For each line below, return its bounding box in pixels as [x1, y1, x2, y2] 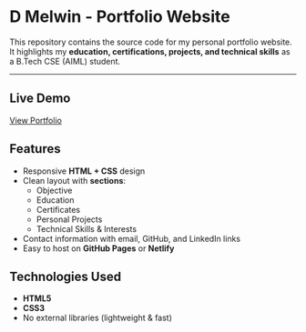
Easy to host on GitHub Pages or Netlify [22, 243, 175, 254]
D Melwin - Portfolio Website [9, 6, 230, 27]
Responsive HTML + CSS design [22, 166, 146, 176]
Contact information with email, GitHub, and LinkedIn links [22, 233, 241, 244]
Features [9, 141, 61, 156]
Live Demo [9, 91, 71, 106]
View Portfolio [9, 115, 62, 126]
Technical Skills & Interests [36, 223, 138, 234]
